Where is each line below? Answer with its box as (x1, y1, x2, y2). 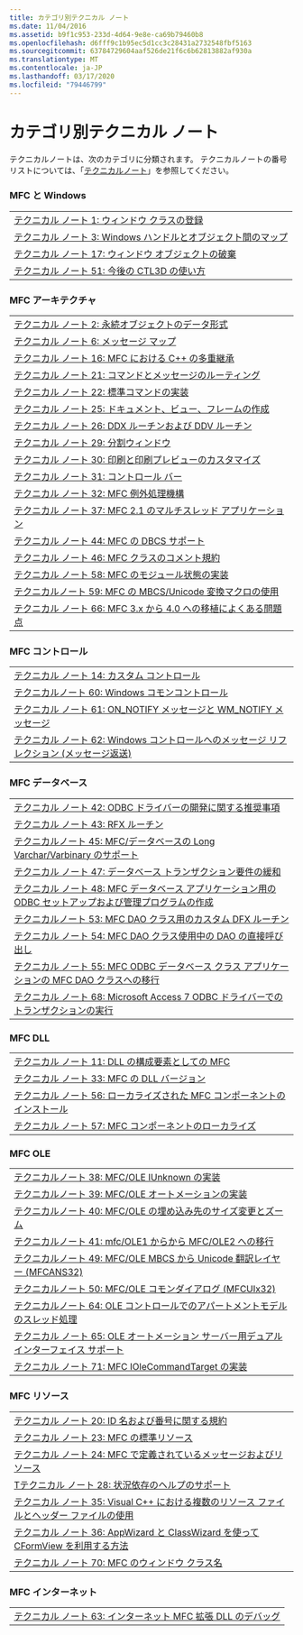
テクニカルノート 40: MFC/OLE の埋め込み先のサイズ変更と (14, 1205, 266, 1217)
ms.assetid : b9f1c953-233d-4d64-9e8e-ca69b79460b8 (9, 30, 204, 39)
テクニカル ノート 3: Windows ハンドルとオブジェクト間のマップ (14, 231, 289, 243)
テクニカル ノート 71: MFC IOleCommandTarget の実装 (14, 1361, 248, 1373)
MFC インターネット (9, 1585, 97, 1598)
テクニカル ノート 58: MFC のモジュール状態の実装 (14, 569, 229, 582)
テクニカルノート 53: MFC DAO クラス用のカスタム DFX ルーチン (14, 913, 289, 925)
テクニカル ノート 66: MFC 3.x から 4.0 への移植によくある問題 (14, 602, 282, 615)
